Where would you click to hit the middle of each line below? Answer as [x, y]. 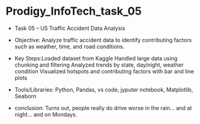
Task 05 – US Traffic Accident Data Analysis [70, 28]
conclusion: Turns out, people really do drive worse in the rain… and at [103, 108]
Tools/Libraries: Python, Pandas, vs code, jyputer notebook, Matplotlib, [104, 89]
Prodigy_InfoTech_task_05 [74, 11]
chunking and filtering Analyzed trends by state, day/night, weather [99, 65]
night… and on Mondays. [46, 114]
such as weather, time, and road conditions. [70, 46]
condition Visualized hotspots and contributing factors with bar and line [104, 71]
